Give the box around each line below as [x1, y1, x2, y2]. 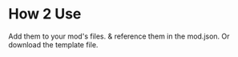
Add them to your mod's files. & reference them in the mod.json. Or [8, 31, 230, 41]
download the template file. [8, 39, 99, 49]
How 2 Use [8, 5, 82, 23]
